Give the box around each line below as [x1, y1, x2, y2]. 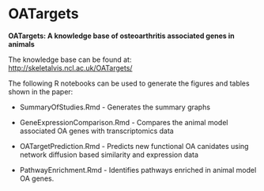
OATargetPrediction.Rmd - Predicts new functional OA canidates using [19, 141, 249, 151]
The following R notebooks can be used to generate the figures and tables [8, 78, 251, 88]
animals [8, 39, 36, 48]
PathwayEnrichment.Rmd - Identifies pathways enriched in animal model [19, 165, 257, 174]
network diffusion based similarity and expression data [19, 150, 199, 159]
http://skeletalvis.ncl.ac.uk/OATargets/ [8, 63, 133, 72]
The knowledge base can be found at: [8, 55, 132, 64]
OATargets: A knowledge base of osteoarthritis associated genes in [8, 31, 235, 40]
